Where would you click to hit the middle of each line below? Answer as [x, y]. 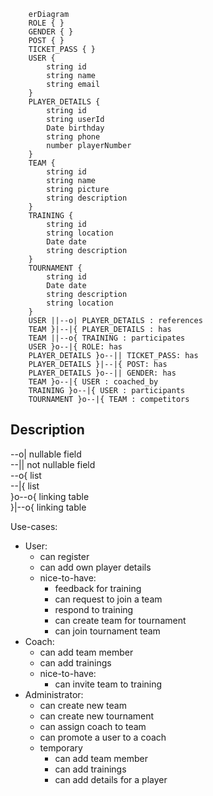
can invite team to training [108, 684]
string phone [73, 137]
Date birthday [75, 128]
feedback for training [98, 588]
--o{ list [26, 475]
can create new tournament [97, 716]
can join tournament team [107, 631]
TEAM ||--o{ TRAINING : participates [107, 338]
